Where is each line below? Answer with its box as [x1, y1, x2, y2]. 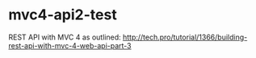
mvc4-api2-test [8, 6, 117, 24]
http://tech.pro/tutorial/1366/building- [122, 32, 248, 42]
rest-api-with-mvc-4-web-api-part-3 [8, 40, 132, 50]
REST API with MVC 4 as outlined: [8, 32, 121, 42]
